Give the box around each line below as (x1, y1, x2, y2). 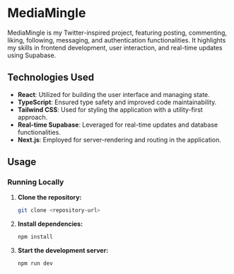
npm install (17, 234, 53, 241)
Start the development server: (17, 246, 109, 255)
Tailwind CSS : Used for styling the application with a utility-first (17, 105, 203, 114)
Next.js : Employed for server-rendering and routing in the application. (17, 135, 221, 144)
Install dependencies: (17, 219, 83, 228)
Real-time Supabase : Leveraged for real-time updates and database (17, 120, 218, 129)
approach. (17, 113, 48, 121)
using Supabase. (7, 51, 57, 59)
